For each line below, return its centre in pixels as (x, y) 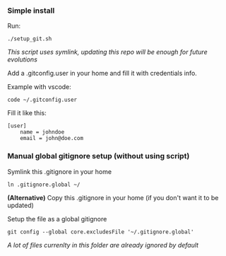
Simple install (31, 11)
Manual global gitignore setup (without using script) (99, 156)
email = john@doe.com (52, 139)
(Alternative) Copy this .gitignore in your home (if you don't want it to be (113, 197)
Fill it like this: (27, 113)
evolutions (22, 59)
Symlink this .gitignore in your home (59, 171)
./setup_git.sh (30, 39)
